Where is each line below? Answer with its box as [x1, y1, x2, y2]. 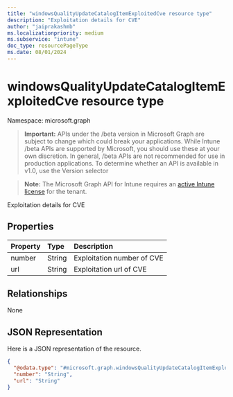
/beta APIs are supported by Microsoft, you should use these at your [24, 144, 220, 152]
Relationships [7, 288, 68, 300]
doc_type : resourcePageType [7, 42, 89, 49]
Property [10, 241, 41, 251]
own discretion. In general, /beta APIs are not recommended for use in [24, 152, 225, 160]
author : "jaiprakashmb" [7, 23, 76, 30]
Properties [7, 221, 54, 233]
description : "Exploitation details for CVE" [7, 17, 141, 24]
